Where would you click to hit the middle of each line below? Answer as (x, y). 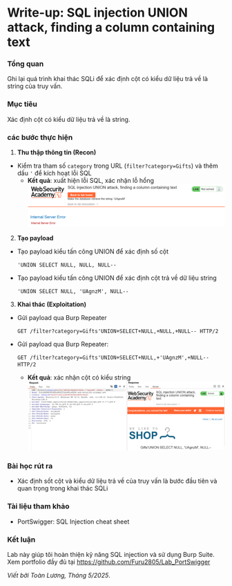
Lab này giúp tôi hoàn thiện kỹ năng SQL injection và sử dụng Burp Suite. (111, 554)
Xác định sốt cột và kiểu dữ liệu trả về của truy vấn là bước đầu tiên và (117, 481)
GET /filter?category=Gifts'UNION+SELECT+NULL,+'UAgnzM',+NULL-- (113, 358)
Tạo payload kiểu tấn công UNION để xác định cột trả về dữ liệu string (117, 278)
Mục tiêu (22, 104)
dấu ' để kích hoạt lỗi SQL (54, 173)
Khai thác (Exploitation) (52, 304)
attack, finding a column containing (111, 27)
